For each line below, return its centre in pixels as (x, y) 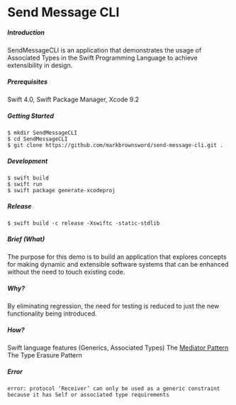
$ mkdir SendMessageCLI (43, 133)
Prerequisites (28, 82)
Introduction (26, 32)
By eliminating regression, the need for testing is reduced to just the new (113, 306)
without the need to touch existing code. (66, 272)
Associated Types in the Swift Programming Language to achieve (103, 58)
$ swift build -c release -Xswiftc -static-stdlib (84, 223)
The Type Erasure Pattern (45, 355)
